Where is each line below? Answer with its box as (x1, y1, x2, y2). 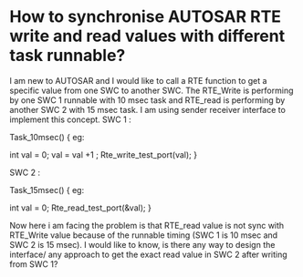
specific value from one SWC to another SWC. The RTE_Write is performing (9, 85, 294, 96)
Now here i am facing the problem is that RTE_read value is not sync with (9, 220, 285, 231)
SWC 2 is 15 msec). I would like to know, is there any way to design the (9, 239, 276, 250)
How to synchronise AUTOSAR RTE (9, 6, 281, 27)
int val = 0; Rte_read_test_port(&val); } (9, 202, 152, 213)
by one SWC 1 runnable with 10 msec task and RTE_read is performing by (9, 94, 286, 106)
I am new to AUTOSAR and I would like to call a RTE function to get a (9, 75, 267, 86)
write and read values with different (9, 26, 286, 46)
